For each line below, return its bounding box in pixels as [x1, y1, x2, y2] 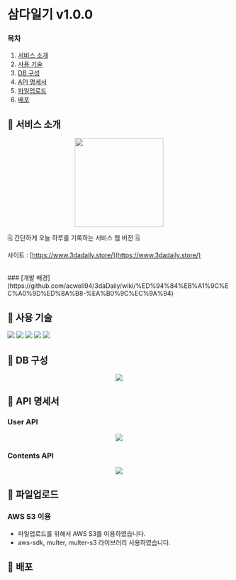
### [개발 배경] [7, 274, 51, 282]
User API [7, 417, 38, 427]
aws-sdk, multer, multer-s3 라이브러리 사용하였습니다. [17, 538, 172, 547]
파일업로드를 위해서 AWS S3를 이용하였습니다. [17, 529, 146, 537]
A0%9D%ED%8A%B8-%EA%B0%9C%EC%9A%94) [17, 289, 174, 298]
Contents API [7, 451, 55, 461]
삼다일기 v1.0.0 [7, 6, 94, 23]
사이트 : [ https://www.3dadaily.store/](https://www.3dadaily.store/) [7, 251, 201, 259]
